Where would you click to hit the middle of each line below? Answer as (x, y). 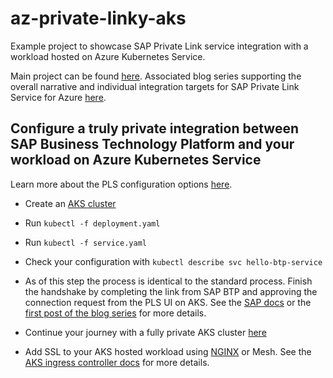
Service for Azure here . (58, 97)
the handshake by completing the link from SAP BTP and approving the (171, 291)
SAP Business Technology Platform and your (152, 144)
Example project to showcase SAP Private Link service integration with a (159, 46)
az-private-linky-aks (98, 18)
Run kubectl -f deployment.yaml (92, 223)
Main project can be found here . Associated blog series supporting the (156, 76)
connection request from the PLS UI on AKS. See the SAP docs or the (168, 302)
